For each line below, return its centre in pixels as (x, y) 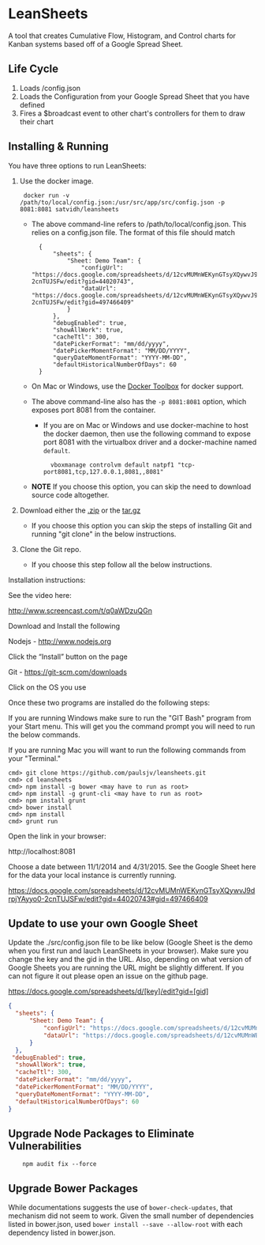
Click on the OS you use (47, 687)
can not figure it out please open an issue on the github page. (108, 976)
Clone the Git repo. (50, 549)
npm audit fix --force (60, 1164)
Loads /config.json (50, 88)
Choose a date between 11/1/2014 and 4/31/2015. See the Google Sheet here (132, 866)
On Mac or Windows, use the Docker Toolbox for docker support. (138, 386)
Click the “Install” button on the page (68, 657)
